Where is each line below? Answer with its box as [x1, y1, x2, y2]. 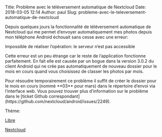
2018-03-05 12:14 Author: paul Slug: [5, 9, 78, 15]
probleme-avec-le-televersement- [78, 9, 147, 15]
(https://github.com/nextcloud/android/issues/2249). [5, 99, 111, 104]
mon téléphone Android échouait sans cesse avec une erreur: [5, 34, 129, 40]
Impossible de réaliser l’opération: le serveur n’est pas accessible [5, 44, 135, 49]
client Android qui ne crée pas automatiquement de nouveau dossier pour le [5, 63, 157, 69]
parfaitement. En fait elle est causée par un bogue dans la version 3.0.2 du [5, 58, 154, 64]
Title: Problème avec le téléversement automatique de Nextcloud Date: [5, 4, 146, 10]
